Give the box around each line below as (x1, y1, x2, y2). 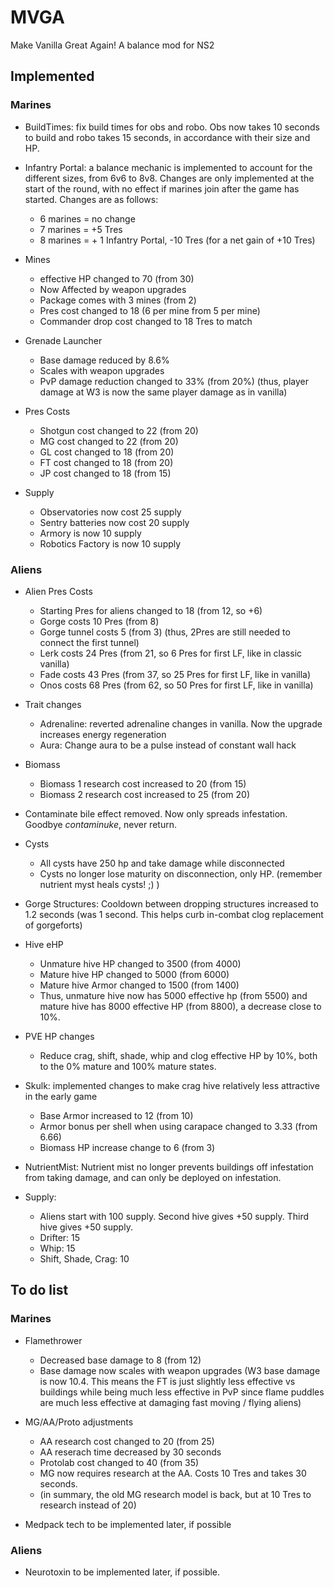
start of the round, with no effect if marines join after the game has (24, 182, 300, 195)
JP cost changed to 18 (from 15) (39, 467, 172, 479)
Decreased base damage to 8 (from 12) (39, 1354, 202, 1366)
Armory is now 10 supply (39, 527, 142, 539)
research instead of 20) (39, 1499, 137, 1511)
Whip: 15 (39, 1242, 76, 1254)
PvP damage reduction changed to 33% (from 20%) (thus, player (39, 375, 309, 387)
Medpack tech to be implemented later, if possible (24, 1518, 232, 1530)
